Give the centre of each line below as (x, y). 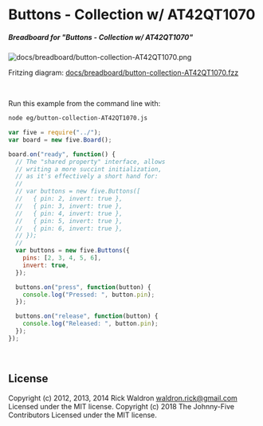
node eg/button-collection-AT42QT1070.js (78, 118)
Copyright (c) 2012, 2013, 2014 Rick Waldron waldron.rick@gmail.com (123, 398)
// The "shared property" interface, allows (90, 162)
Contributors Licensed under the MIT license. (82, 415)
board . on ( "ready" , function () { (62, 154)
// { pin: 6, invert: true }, (69, 229)
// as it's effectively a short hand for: (87, 177)
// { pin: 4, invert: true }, (69, 213)
